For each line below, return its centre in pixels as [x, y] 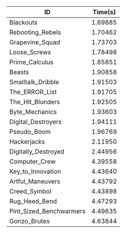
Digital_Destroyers [36, 122]
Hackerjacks [27, 142]
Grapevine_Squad [35, 42]
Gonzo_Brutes [30, 221]
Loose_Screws [30, 52]
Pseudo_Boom [30, 132]
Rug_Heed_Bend [33, 201]
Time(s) [104, 12]
